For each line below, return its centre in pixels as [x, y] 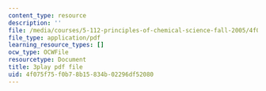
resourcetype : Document [47, 60]
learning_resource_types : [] [56, 45]
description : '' [35, 23]
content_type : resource [47, 15]
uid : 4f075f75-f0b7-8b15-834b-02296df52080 [81, 74]
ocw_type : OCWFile [38, 52]
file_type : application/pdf [55, 38]
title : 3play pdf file [46, 67]
